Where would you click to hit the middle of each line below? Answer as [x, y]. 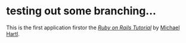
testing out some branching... [81, 11]
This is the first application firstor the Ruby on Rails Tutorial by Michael [93, 27]
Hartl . [13, 33]
